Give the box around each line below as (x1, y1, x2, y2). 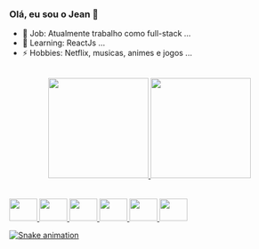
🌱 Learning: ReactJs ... (21, 37, 105, 48)
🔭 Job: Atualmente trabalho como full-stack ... (21, 28, 191, 39)
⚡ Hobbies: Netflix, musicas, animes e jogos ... (21, 48, 193, 59)
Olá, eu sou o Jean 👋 (9, 8, 100, 20)
